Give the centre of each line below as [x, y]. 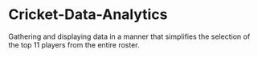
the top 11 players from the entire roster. [74, 44]
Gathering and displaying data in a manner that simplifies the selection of [129, 36]
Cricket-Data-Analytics [88, 15]
